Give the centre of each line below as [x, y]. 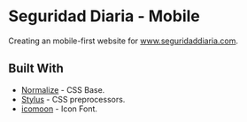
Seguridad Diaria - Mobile [104, 16]
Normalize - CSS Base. [63, 89]
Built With [36, 69]
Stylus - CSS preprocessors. [73, 99]
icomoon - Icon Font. [59, 109]
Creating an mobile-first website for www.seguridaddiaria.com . [123, 41]
